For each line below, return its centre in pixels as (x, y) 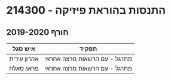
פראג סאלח (24, 68)
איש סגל (24, 49)
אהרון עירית (24, 59)
